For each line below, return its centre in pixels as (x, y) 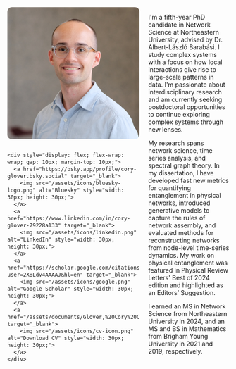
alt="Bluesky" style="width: (81, 190)
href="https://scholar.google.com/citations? (75, 268)
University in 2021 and (181, 344)
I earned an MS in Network (187, 306)
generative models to (179, 210)
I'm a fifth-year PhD (177, 17)
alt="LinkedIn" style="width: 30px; (61, 239)
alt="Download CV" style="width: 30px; (66, 338)
